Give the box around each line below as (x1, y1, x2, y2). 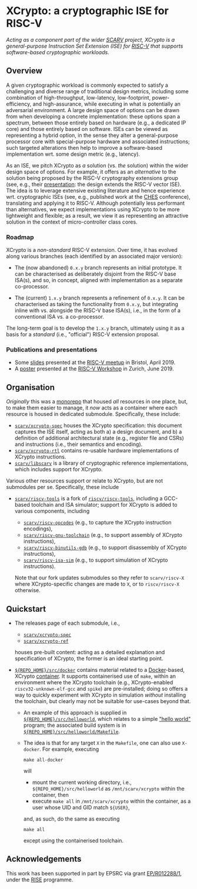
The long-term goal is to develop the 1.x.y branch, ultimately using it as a (6, 324, 185, 332)
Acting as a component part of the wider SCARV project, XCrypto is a (6, 36, 175, 43)
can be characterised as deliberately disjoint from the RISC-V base (14, 270, 176, 278)
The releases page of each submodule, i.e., (14, 619, 120, 626)
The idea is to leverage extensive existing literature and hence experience (6, 187, 185, 194)
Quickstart (6, 603, 46, 614)
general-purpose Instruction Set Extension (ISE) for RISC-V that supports (6, 42, 183, 50)
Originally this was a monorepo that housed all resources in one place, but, (6, 398, 188, 405)
